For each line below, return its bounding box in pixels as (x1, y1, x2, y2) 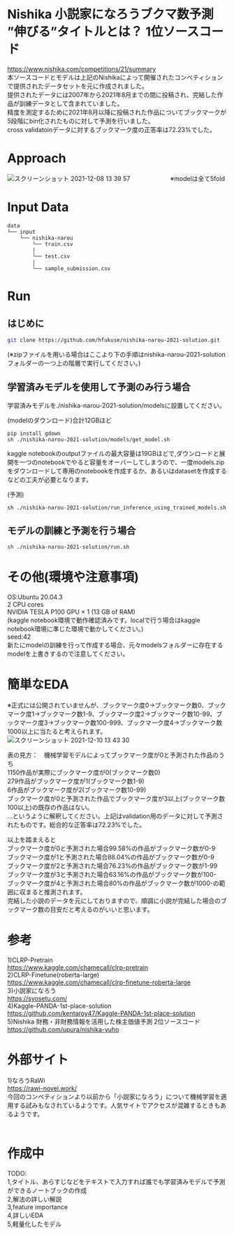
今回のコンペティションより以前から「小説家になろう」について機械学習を (7, 1092, 221, 1100)
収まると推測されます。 (19, 888, 87, 896)
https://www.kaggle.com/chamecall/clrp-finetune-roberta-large (7, 978, 191, 986)
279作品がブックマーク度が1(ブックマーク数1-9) (7, 777, 145, 785)
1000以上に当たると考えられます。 (7, 727, 107, 736)
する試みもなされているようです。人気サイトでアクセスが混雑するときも (13, 1101, 221, 1109)
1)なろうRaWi (7, 1076, 45, 1084)
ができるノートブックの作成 (7, 1186, 87, 1195)
